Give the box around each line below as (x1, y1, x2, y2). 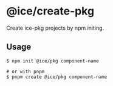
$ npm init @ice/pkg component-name (6, 58, 99, 64)
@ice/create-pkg (6, 4, 95, 18)
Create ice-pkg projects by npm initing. (6, 24, 104, 31)
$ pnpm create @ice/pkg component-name (6, 74, 108, 80)
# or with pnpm (6, 68, 45, 74)
